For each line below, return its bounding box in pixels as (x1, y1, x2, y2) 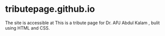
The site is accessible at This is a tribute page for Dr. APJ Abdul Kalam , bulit (5, 20, 160, 26)
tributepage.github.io (5, 3, 95, 15)
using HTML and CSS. (5, 25, 50, 31)
